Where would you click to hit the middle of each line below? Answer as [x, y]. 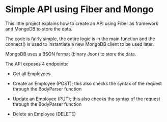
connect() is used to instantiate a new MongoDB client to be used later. [80, 44]
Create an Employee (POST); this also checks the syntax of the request [87, 83]
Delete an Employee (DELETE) [44, 114]
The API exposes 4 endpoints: [37, 64]
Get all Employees [32, 73]
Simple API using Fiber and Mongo [79, 9]
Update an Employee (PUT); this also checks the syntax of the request [86, 99]
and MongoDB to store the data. [39, 28]
